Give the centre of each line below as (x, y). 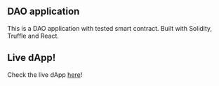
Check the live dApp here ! (45, 74)
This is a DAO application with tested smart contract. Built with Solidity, (110, 28)
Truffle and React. (33, 36)
